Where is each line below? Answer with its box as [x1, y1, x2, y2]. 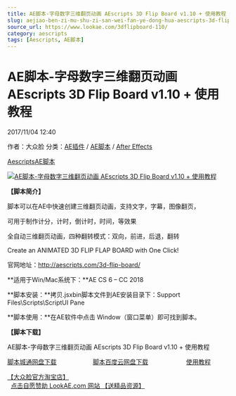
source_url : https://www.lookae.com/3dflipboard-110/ [7, 23, 169, 30]
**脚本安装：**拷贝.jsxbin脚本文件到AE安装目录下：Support [7, 290, 181, 299]
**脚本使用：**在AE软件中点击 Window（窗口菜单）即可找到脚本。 [7, 313, 201, 321]
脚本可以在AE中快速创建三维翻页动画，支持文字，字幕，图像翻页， [7, 202, 200, 211]
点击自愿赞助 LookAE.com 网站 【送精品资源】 [10, 381, 145, 390]
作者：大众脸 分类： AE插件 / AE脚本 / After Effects [7, 142, 152, 151]
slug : [7, 17, 23, 24]
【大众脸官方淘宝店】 [7, 373, 69, 381]
